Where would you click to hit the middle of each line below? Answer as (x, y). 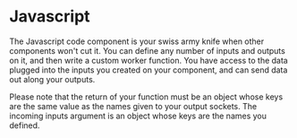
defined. (25, 125)
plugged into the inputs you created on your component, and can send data (148, 70)
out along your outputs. (52, 79)
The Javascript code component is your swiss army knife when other (137, 41)
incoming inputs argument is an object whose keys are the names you (138, 116)
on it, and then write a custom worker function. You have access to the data (148, 60)
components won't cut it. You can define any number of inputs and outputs (148, 50)
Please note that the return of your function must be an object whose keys (146, 97)
